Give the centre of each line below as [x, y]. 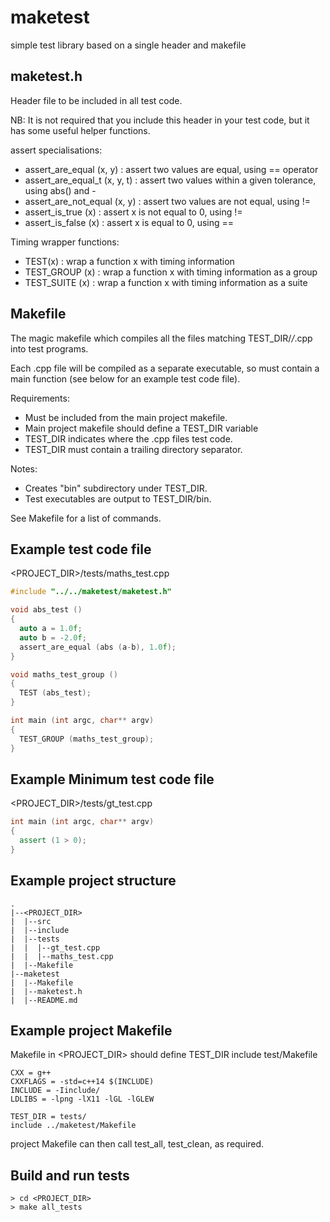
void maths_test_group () [64, 674]
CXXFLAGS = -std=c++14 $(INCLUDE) [82, 1082]
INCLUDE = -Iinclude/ [55, 1091]
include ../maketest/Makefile [73, 1126]
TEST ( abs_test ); [55, 693]
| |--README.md [44, 1000]
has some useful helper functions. [80, 130]
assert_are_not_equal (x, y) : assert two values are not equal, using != [167, 201]
